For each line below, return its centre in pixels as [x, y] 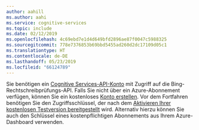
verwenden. [49, 122]
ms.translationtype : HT [36, 51]
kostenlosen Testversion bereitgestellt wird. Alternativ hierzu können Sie [95, 109]
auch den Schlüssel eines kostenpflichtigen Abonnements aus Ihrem [91, 116]
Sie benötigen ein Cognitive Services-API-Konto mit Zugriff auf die [88, 84]
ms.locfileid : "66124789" [38, 67]
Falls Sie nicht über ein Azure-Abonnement [127, 91]
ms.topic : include [29, 28]
